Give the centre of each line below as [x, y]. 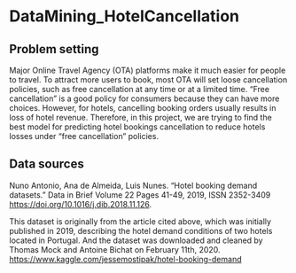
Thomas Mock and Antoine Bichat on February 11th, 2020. [115, 249]
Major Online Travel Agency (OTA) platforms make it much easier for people [148, 70]
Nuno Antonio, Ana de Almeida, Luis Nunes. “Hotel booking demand [133, 185]
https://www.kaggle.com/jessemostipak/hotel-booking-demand [125, 259]
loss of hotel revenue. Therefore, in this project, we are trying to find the [140, 117]
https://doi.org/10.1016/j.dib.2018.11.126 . [81, 204]
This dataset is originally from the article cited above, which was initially [140, 221]
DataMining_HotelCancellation [124, 16]
